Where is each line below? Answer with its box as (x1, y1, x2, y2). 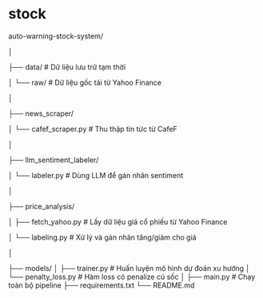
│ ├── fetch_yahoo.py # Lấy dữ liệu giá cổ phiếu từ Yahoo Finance (8, 217, 228, 226)
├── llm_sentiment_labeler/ (8, 155, 99, 165)
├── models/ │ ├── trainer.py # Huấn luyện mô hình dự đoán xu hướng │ (8, 263, 250, 272)
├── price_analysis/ (8, 201, 75, 211)
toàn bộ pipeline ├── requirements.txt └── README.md (8, 280, 195, 290)
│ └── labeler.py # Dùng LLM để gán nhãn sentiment (8, 170, 184, 180)
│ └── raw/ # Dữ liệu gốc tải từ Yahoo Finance (8, 77, 162, 87)
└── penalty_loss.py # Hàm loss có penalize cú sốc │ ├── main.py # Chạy (8, 272, 256, 281)
